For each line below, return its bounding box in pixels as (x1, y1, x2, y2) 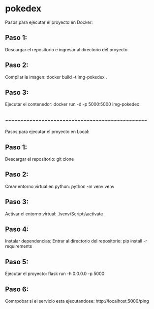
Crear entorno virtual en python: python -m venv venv (5, 183, 115, 189)
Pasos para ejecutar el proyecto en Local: (5, 129, 90, 135)
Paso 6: (5, 285, 29, 293)
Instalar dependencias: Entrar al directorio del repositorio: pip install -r (5, 238, 148, 244)
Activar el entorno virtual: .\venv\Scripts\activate (5, 210, 103, 217)
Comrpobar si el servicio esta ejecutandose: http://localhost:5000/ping (5, 298, 149, 304)
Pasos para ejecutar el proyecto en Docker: (5, 19, 93, 25)
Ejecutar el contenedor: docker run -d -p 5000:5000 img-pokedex (5, 102, 139, 107)
